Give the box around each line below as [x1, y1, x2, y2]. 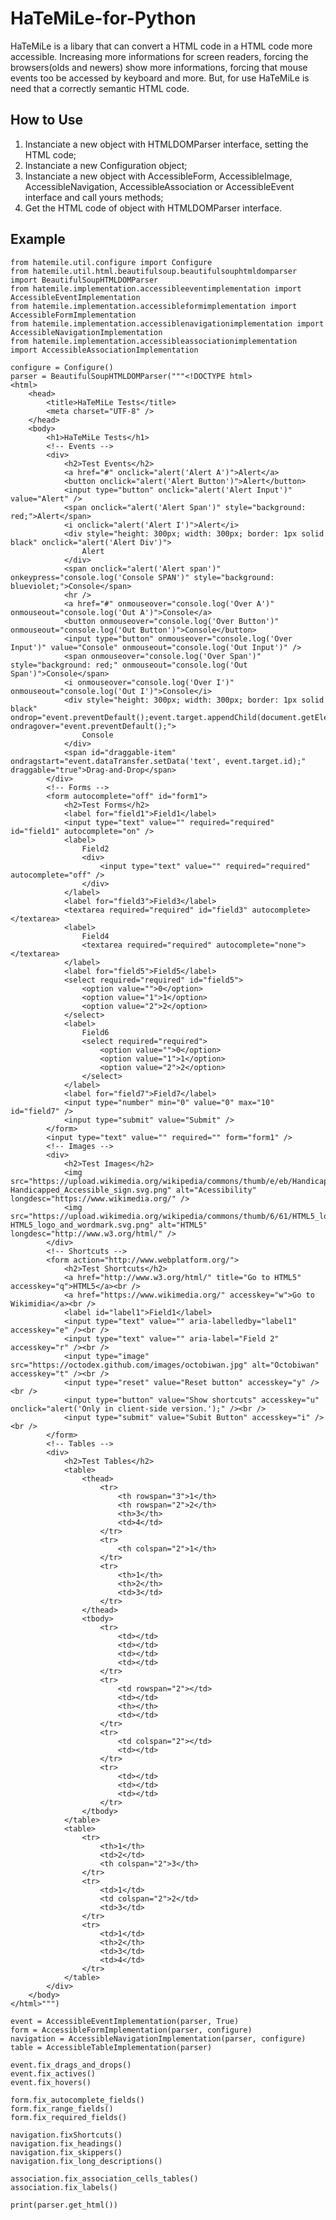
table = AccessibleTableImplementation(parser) [10, 2042, 213, 2052]
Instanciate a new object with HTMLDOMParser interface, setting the [24, 138, 309, 150]
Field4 [81, 931, 110, 941]
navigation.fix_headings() [10, 2138, 123, 2149]
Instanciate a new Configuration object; [24, 159, 188, 171]
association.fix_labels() [10, 2182, 118, 2192]
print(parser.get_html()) [10, 2200, 118, 2210]
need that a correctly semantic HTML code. [10, 82, 190, 94]
